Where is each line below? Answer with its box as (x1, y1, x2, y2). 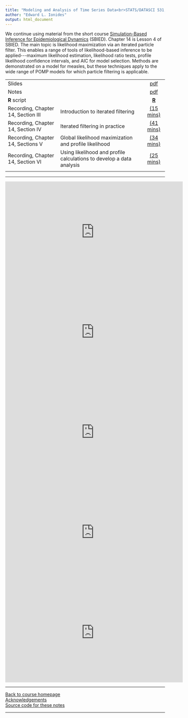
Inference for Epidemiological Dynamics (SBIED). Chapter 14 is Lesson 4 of (5, 36, 162, 42)
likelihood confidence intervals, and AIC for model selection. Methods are (5, 58, 159, 64)
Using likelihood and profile (60, 149, 126, 156)
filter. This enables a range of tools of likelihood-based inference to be (5, 47, 153, 53)
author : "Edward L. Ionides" (5, 12, 67, 17)
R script (8, 97, 26, 104)
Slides (8, 80, 23, 87)
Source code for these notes (5, 702, 65, 708)
